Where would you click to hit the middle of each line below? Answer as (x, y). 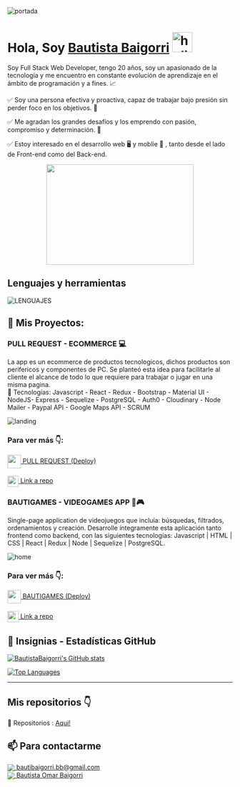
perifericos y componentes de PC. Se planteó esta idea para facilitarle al (114, 370)
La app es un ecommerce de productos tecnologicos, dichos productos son (119, 362)
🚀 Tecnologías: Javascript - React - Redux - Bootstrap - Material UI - (108, 392)
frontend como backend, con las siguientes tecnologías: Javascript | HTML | (120, 536)
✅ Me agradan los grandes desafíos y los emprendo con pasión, (102, 121)
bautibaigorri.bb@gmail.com (58, 767)
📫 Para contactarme (54, 746)
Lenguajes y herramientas (67, 283)
